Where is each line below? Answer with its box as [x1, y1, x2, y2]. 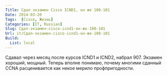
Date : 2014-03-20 [5, 12, 42, 17]
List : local [10, 41, 36, 46]
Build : [5, 36, 19, 41]
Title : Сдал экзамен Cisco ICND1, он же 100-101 [5, 7, 110, 13]
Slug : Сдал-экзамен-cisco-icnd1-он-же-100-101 [5, 26, 106, 31]
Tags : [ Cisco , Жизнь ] [5, 17, 53, 22]
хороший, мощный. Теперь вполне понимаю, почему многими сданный [5, 59, 161, 66]
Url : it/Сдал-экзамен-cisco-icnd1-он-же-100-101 [5, 31, 110, 36]
